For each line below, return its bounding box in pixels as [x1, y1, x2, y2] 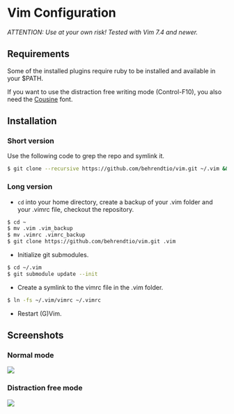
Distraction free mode [7, 383, 83, 393]
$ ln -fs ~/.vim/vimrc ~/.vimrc [7, 296, 101, 304]
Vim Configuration [7, 5, 116, 21]
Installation [7, 115, 57, 127]
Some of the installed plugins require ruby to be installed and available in [7, 66, 216, 75]
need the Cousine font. [7, 95, 73, 103]
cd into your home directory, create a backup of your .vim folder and [17, 197, 213, 206]
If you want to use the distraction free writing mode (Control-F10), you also [7, 87, 222, 95]
